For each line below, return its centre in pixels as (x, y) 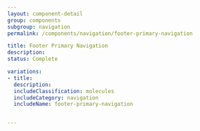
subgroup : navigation (39, 27)
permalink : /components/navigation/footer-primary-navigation (100, 33)
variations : (25, 71)
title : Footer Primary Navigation (58, 46)
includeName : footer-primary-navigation (73, 104)
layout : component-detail (45, 14)
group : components (34, 20)
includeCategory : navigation (56, 98)
